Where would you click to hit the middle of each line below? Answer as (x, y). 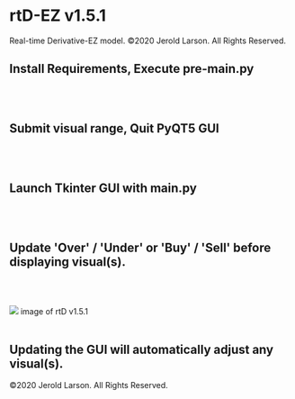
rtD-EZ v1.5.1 (58, 16)
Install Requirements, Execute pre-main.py (132, 69)
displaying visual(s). (67, 262)
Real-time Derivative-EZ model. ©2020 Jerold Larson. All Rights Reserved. (147, 41)
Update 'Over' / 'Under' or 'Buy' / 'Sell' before (140, 247)
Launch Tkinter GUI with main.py (103, 188)
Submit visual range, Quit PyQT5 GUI (114, 128)
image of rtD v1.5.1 (54, 312)
